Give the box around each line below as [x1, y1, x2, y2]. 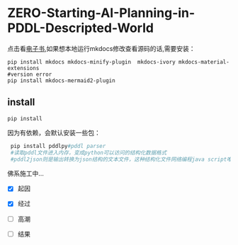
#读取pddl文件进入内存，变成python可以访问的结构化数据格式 [10, 149, 167, 156]
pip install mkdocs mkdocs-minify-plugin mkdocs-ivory [7, 58, 176, 65]
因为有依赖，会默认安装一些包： [7, 128, 101, 137]
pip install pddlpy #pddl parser [10, 142, 106, 149]
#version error [7, 71, 52, 78]
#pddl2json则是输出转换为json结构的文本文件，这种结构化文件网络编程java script [10, 156, 227, 163]
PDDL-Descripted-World [7, 20, 154, 36]
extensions [7, 64, 40, 72]
